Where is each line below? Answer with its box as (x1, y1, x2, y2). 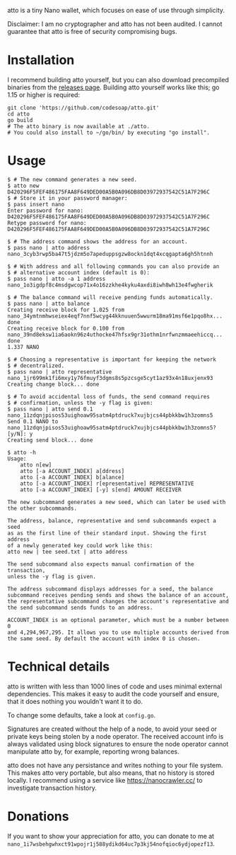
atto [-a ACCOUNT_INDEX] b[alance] (20, 474, 125, 481)
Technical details (7, 659, 110, 675)
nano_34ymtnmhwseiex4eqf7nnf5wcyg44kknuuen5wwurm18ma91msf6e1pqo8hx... (7, 312, 223, 320)
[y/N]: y (7, 430, 33, 437)
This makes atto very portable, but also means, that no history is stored (7, 769, 215, 777)
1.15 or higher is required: (7, 90, 80, 99)
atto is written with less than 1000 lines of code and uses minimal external (7, 682, 223, 691)
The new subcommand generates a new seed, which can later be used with (7, 498, 226, 505)
